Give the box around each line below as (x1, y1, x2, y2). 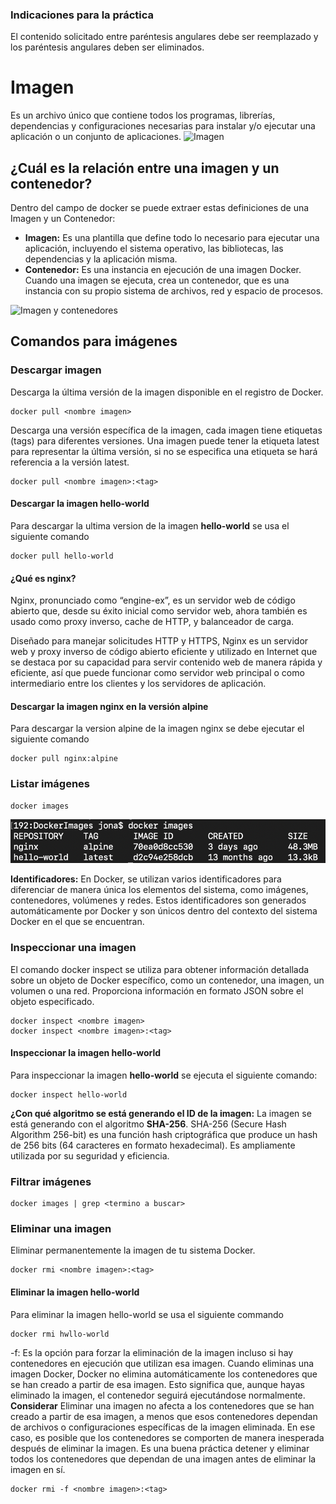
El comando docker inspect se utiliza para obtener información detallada (10, 963, 310, 975)
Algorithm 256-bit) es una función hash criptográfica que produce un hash (10, 1128, 318, 1140)
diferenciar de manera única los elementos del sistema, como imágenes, (10, 884, 309, 896)
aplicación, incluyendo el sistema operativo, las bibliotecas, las (24, 243, 284, 255)
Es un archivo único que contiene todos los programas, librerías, (10, 109, 276, 122)
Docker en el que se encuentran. (10, 916, 145, 928)
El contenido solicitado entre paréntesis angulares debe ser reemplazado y (10, 31, 319, 43)
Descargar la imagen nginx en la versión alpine (10, 700, 209, 712)
